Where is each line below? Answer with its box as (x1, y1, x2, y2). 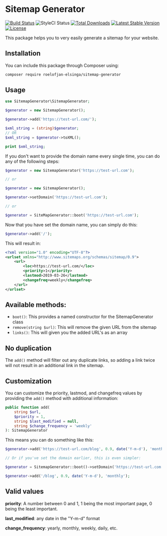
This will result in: (5, 240, 41, 246)
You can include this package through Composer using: (5, 62, 119, 68)
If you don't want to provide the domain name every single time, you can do (5, 153, 160, 159)
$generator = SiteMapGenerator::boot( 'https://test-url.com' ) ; (5, 213, 139, 218)
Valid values (5, 487, 44, 496)
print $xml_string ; (5, 144, 46, 149)
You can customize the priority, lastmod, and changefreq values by (5, 390, 143, 396)
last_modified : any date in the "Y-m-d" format (5, 515, 100, 521)
